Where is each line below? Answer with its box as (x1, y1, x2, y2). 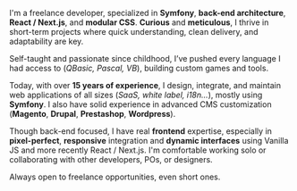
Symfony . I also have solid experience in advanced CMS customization (9, 99, 272, 110)
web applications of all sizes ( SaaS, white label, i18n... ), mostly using (9, 89, 263, 100)
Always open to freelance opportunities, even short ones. (9, 171, 221, 182)
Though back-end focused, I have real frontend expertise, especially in (9, 126, 273, 137)
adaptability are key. (9, 36, 84, 46)
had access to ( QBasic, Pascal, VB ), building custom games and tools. (9, 62, 269, 73)
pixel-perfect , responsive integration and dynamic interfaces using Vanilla (9, 136, 289, 145)
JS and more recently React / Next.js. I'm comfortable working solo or (9, 145, 267, 155)
